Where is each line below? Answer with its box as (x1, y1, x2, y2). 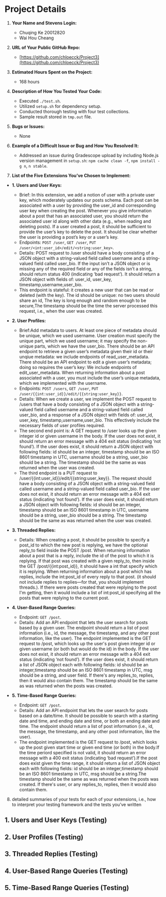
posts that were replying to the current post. (19, 595, 110, 601)
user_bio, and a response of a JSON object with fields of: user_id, (19, 412, 154, 418)
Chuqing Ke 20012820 (19, 29, 65, 35)
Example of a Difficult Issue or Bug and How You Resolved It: (11, 143, 139, 149)
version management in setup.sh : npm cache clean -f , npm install (19, 158, 156, 164)
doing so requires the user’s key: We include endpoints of (19, 364, 137, 370)
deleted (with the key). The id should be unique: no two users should (19, 292, 160, 298)
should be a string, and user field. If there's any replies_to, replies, (19, 672, 154, 678)
